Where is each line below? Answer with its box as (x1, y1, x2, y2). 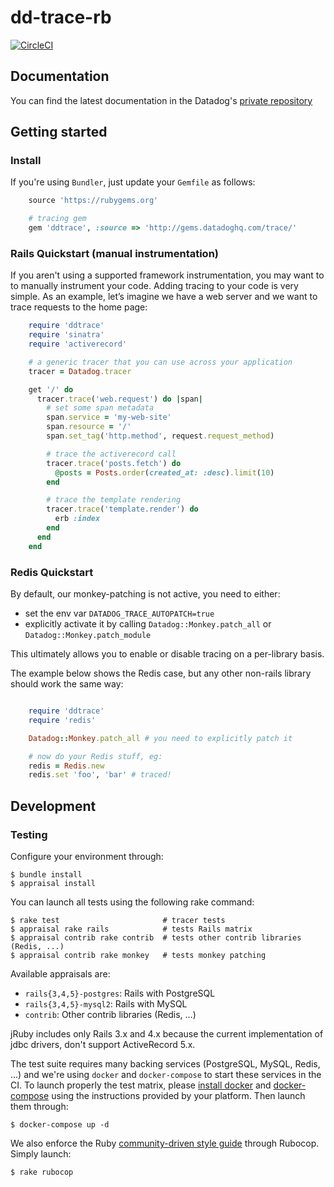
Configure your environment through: (10, 850, 164, 862)
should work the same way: (10, 678, 124, 690)
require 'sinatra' (28, 330, 105, 340)
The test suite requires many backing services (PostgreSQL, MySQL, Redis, (10, 1057, 321, 1070)
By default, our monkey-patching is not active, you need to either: (10, 588, 281, 600)
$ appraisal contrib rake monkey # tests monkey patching (10, 950, 267, 960)
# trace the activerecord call (46, 449, 177, 459)
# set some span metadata (46, 403, 155, 413)
